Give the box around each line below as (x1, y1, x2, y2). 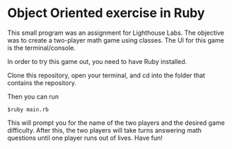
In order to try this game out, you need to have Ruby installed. (7, 57, 187, 65)
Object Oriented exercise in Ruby (7, 5, 205, 21)
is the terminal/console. (7, 43, 76, 52)
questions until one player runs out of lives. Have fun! (7, 133, 163, 142)
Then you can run (7, 92, 59, 101)
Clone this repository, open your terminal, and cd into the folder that (7, 71, 205, 79)
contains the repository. (7, 78, 76, 87)
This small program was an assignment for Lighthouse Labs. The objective (7, 28, 224, 37)
